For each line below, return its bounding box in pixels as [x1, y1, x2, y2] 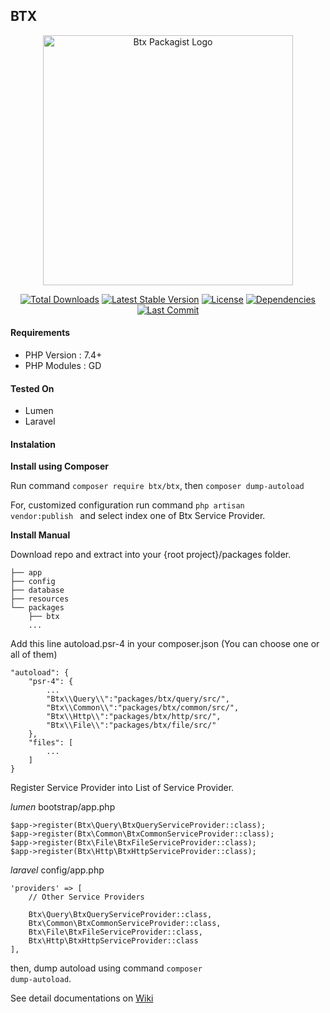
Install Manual [10, 529, 71, 541]
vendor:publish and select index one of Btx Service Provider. [10, 510, 266, 522]
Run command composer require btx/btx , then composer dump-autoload [10, 480, 305, 492]
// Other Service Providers [28, 892, 145, 903]
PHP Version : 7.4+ [24, 349, 103, 361]
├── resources [10, 594, 70, 604]
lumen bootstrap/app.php [10, 801, 116, 813]
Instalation [10, 438, 56, 450]
